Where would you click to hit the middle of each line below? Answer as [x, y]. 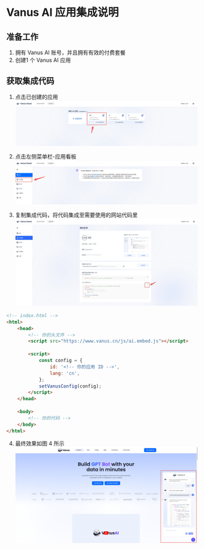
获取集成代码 [30, 81]
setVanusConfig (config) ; [70, 386]
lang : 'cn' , [65, 373]
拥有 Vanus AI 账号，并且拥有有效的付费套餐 [70, 53]
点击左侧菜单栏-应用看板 [46, 156]
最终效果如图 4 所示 [40, 443]
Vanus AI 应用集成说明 [63, 12]
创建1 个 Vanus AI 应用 [43, 60]
